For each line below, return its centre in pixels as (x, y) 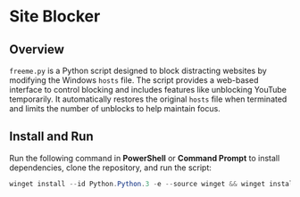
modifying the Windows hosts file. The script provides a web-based (134, 80)
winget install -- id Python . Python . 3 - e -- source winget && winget (137, 184)
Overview (37, 49)
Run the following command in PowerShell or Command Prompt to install (145, 158)
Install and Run (51, 137)
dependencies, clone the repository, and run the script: (110, 168)
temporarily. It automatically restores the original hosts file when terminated (148, 99)
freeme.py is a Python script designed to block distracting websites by (138, 70)
